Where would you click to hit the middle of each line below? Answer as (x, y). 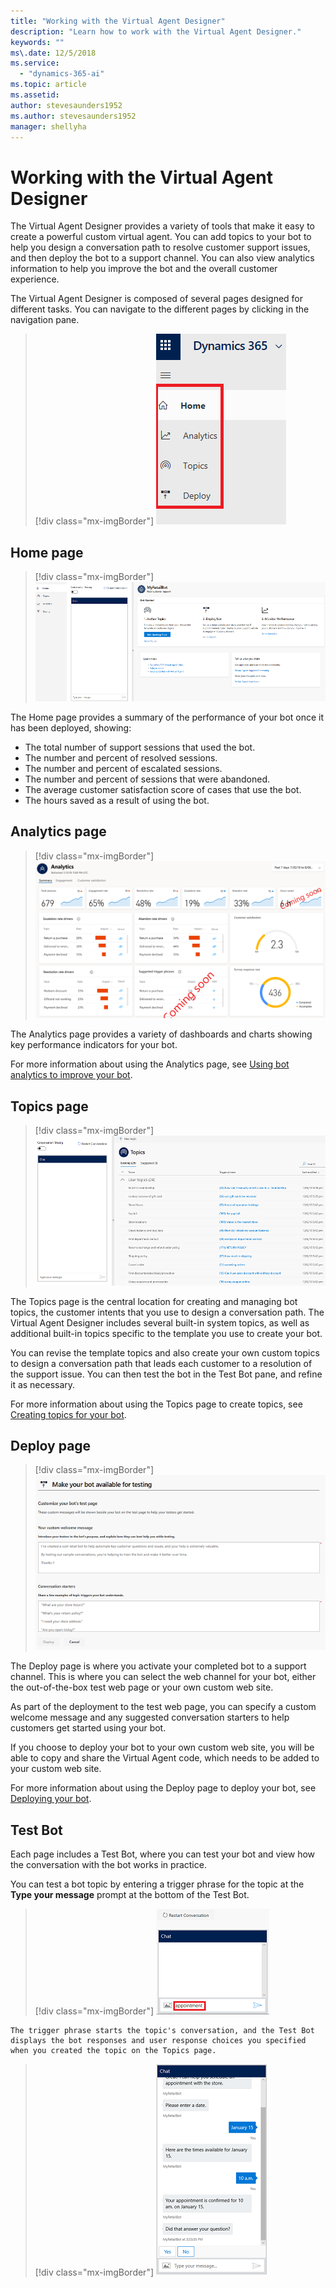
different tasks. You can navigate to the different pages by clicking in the (160, 309)
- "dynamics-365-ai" (62, 74)
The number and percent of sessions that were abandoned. (147, 779)
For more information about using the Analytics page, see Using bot (150, 1064)
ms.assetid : (35, 95)
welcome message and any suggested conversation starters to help (150, 1717)
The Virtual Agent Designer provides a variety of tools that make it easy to (162, 226)
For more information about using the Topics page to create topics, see (156, 1404)
